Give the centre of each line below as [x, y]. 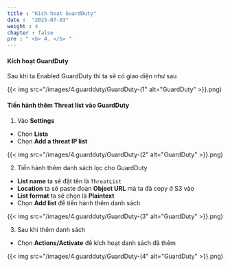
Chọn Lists [33, 134]
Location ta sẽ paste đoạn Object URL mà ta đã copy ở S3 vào [105, 188]
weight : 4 [23, 26]
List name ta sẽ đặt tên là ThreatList [69, 181]
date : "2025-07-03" [38, 20]
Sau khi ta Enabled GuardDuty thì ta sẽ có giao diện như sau [92, 76]
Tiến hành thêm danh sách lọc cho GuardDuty [82, 167]
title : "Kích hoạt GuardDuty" [52, 13]
